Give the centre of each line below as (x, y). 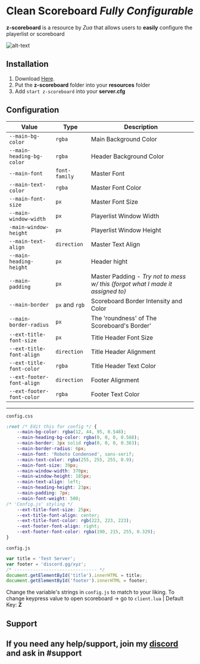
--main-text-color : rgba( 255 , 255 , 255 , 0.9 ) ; (76, 460)
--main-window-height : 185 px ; (54, 476)
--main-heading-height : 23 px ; (54, 487)
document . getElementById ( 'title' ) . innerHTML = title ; (74, 575)
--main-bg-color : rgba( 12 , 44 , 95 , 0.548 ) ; (72, 432)
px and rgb (70, 304)
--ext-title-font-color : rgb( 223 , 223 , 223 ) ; (74, 521)
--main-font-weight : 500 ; (49, 498)
